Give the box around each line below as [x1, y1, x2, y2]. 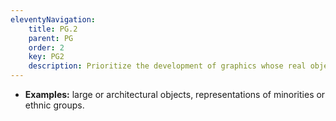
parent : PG [28, 33, 74, 43]
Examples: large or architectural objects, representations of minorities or [24, 89, 326, 100]
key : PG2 [28, 52, 65, 62]
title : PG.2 [28, 24, 78, 34]
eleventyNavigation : [10, 14, 97, 25]
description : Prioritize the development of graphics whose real [28, 61, 307, 71]
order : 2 [28, 42, 65, 53]
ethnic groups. [24, 99, 85, 111]
